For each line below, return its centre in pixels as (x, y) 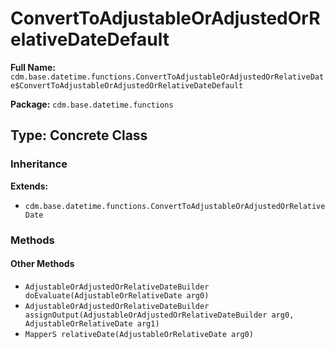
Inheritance (39, 164)
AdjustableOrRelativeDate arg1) (92, 323)
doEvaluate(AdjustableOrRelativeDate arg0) (117, 295)
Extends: (29, 186)
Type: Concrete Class (79, 135)
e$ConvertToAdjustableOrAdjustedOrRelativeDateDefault (127, 85)
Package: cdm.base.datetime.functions (92, 104)
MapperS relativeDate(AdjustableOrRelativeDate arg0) (139, 334)
